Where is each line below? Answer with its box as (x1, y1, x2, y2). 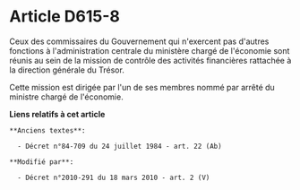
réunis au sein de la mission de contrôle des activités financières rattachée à (9, 55, 292, 65)
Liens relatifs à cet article (9, 108, 106, 119)
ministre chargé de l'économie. (9, 91, 124, 102)
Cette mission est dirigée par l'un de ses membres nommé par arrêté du (9, 82, 275, 92)
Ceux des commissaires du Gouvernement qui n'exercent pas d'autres (9, 36, 270, 47)
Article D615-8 (9, 6, 121, 27)
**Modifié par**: (9, 157, 74, 167)
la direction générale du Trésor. (9, 65, 125, 75)
